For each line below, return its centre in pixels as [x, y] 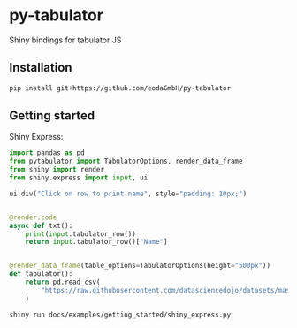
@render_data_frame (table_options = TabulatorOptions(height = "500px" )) [140, 266]
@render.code [33, 217]
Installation [41, 68]
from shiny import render [57, 170]
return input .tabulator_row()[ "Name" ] [96, 242]
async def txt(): [41, 225]
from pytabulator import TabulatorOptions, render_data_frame [126, 161]
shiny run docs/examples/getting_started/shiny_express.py [120, 315]
